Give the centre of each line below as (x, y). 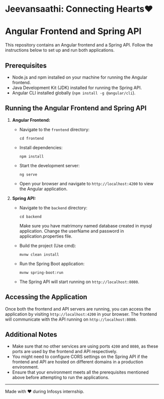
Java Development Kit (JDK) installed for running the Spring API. (77, 88)
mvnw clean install (39, 255)
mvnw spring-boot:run (41, 272)
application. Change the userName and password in (72, 231)
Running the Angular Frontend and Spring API (76, 108)
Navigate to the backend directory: (53, 208)
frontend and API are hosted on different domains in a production (78, 362)
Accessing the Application (46, 297)
